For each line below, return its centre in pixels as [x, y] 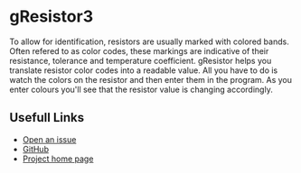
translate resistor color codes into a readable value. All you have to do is [144, 70]
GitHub [36, 149]
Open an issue [49, 139]
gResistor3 [51, 17]
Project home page [58, 159]
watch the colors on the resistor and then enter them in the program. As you [150, 79]
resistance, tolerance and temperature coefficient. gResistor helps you [141, 60]
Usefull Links [47, 118]
